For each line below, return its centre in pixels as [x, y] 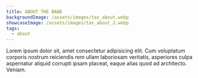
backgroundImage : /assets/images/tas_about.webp [67, 17]
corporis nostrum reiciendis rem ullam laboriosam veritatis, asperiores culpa [99, 57]
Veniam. [16, 70]
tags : [13, 28]
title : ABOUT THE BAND [34, 12]
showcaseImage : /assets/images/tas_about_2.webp [67, 23]
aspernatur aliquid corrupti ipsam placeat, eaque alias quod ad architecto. [97, 64]
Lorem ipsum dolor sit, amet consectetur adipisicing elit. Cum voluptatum [96, 51]
